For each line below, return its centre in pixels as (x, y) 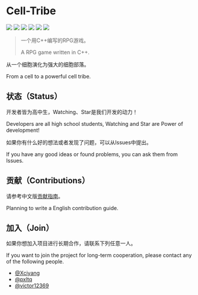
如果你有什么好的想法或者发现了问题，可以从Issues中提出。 (79, 142)
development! (23, 130)
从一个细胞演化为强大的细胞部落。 (48, 64)
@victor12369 (32, 286)
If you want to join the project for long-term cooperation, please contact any (99, 255)
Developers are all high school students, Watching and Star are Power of (95, 123)
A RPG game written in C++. (55, 52)
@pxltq (23, 280)
